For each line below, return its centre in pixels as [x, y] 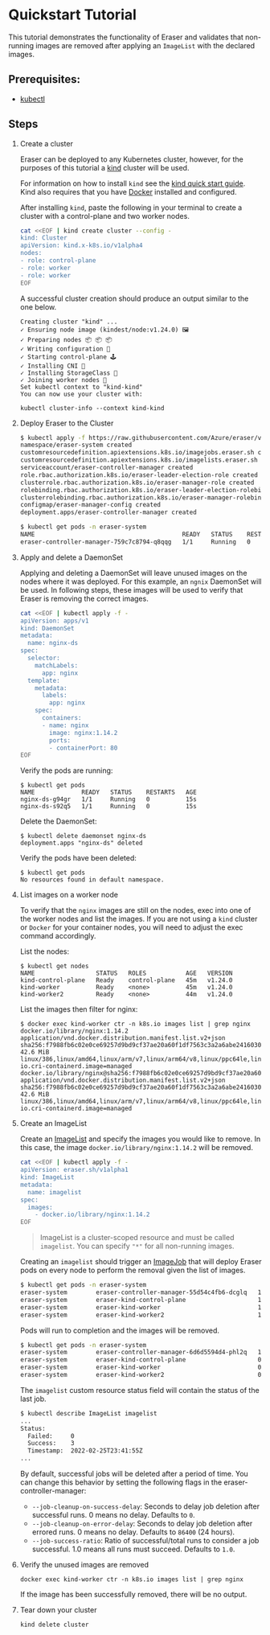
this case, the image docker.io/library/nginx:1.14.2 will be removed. [136, 1148]
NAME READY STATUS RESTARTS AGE [108, 793]
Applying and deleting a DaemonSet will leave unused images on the [133, 573]
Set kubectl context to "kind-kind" [81, 387]
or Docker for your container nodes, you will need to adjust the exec [131, 927]
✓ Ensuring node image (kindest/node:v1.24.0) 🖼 [104, 330]
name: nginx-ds [53, 643]
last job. [33, 1399]
